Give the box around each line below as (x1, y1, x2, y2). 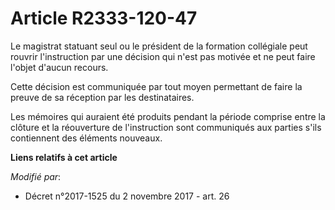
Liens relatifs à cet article (10, 151, 118, 163)
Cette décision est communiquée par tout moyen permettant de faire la (10, 80, 303, 92)
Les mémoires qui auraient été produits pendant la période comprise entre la (10, 110, 326, 122)
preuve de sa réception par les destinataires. (10, 91, 195, 103)
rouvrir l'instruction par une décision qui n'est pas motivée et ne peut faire (10, 50, 316, 62)
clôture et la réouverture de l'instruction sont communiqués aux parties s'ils (10, 121, 322, 133)
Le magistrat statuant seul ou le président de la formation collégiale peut (10, 40, 308, 52)
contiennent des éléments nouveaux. (10, 132, 163, 144)
